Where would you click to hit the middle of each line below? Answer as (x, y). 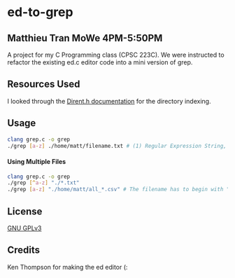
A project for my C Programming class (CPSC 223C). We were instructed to (116, 55)
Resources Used (44, 84)
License (25, 211)
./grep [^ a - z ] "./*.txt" (43, 183)
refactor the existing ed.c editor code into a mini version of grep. (100, 62)
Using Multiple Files (37, 161)
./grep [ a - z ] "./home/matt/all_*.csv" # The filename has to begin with (115, 190)
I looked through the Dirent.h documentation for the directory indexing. (109, 101)
